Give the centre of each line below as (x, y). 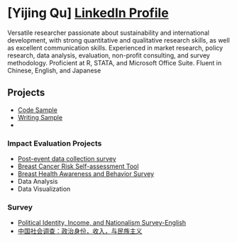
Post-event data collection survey (67, 159)
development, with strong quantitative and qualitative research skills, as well (119, 40)
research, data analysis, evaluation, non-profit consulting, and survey (109, 55)
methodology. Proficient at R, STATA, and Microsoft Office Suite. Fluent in (115, 62)
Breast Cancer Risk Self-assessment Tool (78, 166)
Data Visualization (44, 189)
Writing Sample (40, 117)
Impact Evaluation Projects (55, 143)
